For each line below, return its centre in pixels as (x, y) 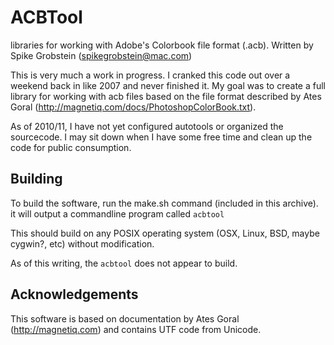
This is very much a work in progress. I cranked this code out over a (150, 75)
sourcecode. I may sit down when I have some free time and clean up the (161, 137)
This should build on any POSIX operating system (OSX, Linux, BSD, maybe (165, 233)
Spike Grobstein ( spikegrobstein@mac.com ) (101, 55)
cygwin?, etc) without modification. (82, 243)
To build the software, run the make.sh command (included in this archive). (164, 203)
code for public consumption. (71, 147)
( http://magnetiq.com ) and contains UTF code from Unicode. (136, 329)
